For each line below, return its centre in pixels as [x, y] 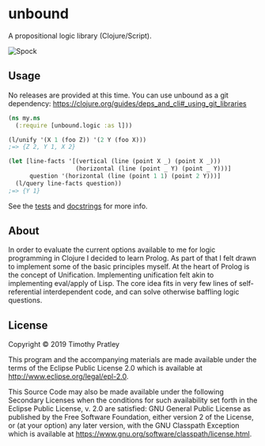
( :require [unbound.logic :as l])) [74, 125]
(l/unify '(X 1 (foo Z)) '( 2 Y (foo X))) [78, 139]
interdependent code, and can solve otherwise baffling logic [141, 292]
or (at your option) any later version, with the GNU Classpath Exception [124, 425]
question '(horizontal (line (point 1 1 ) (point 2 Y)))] [125, 176]
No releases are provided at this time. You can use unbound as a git [119, 95]
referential [25, 292]
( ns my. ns [25, 118]
